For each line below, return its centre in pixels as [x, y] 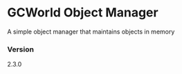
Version [21, 49]
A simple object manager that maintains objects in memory [91, 32]
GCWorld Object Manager [83, 13]
